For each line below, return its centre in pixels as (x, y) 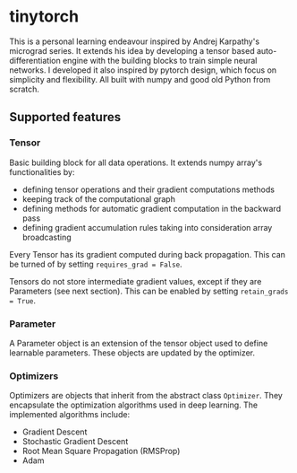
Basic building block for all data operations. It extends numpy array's (136, 162)
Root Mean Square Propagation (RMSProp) (101, 451)
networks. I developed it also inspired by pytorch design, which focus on (143, 70)
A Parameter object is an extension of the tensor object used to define (139, 343)
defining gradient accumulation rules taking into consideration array (147, 227)
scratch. (25, 89)
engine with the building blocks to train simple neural (160, 60)
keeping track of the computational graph (99, 198)
